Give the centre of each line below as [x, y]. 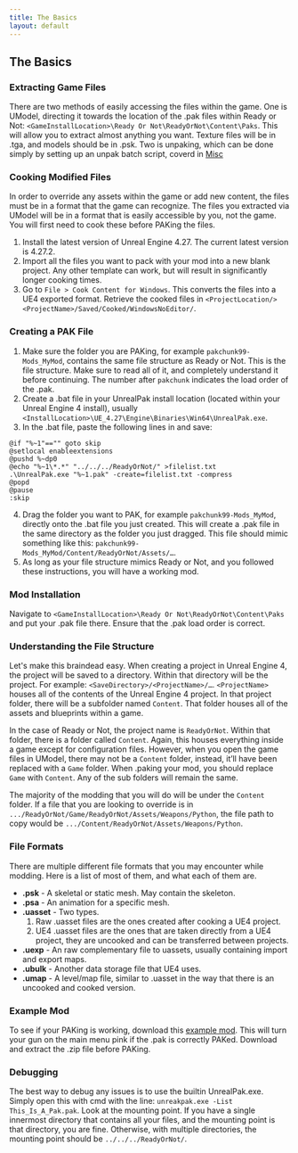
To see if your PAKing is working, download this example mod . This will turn [148, 1030]
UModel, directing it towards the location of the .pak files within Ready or [143, 116]
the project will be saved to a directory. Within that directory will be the [139, 675]
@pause [21, 490]
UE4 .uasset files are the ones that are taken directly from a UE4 [153, 931]
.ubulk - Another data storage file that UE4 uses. [112, 968]
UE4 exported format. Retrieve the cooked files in [113, 299]
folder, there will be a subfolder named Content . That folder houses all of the [149, 704]
